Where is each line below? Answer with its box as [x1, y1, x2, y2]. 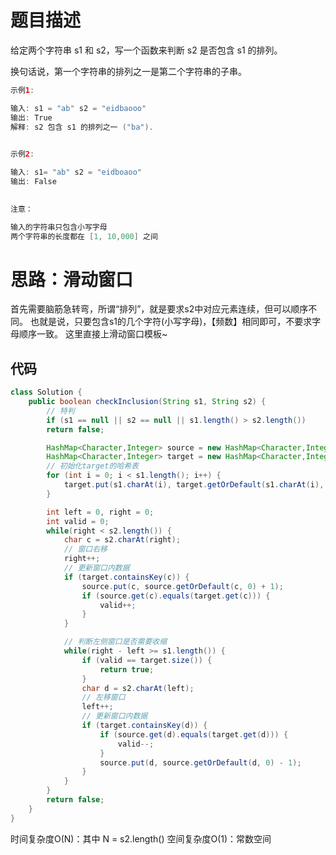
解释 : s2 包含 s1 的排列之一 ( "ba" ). [10, 122, 154, 132]
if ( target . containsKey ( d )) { [81, 721, 208, 731]
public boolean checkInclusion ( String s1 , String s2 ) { [28, 397, 267, 407]
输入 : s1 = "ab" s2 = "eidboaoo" [10, 167, 143, 178]
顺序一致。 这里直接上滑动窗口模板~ [18, 328, 168, 340]
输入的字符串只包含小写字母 [10, 222, 108, 232]
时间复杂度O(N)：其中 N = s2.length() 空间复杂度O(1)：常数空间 [10, 832, 272, 845]
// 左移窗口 [81, 692, 126, 703]
